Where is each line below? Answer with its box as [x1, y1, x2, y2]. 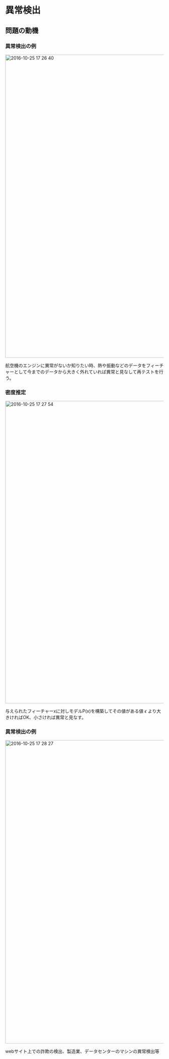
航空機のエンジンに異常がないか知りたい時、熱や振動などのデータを [5, 362, 146, 368]
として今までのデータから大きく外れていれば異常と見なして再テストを [14, 369, 159, 375]
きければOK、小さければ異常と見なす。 [5, 715, 87, 721]
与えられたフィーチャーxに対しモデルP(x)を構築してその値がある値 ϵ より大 [5, 708, 161, 714]
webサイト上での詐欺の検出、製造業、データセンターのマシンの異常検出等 [5, 1048, 159, 1054]
